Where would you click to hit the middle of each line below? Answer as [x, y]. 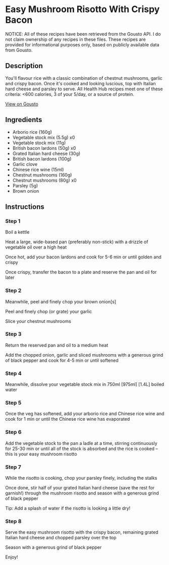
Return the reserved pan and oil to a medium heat [57, 345]
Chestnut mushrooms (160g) [42, 175]
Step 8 [13, 521]
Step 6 [13, 432]
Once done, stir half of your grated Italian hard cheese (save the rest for [80, 488]
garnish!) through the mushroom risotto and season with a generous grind [82, 493]
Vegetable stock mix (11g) [39, 143]
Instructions [25, 207]
